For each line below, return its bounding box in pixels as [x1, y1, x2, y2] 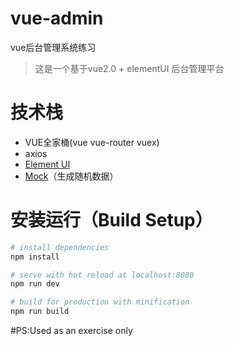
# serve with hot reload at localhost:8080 [10, 270, 195, 280]
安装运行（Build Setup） [10, 209, 213, 232]
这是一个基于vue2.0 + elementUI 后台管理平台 [34, 62, 225, 74]
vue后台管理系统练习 [10, 41, 97, 53]
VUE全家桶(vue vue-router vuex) [24, 136, 160, 148]
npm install [10, 252, 60, 262]
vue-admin [10, 7, 104, 30]
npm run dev [10, 279, 60, 289]
